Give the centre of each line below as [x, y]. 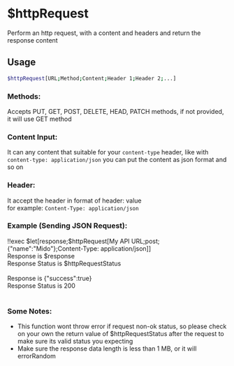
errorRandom [36, 356]
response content [32, 40]
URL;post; [146, 241]
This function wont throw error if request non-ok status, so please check [122, 326]
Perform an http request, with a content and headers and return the [104, 33]
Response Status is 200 [41, 286]
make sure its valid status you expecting [75, 342]
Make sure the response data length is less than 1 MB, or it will [107, 349]
